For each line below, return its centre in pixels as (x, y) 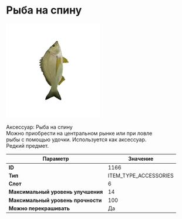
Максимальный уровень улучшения (56, 192)
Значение (141, 159)
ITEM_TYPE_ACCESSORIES (141, 175)
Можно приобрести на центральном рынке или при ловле (79, 133)
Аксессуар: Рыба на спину (39, 127)
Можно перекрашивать (39, 208)
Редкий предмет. (27, 145)
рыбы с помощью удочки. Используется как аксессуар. (76, 140)
